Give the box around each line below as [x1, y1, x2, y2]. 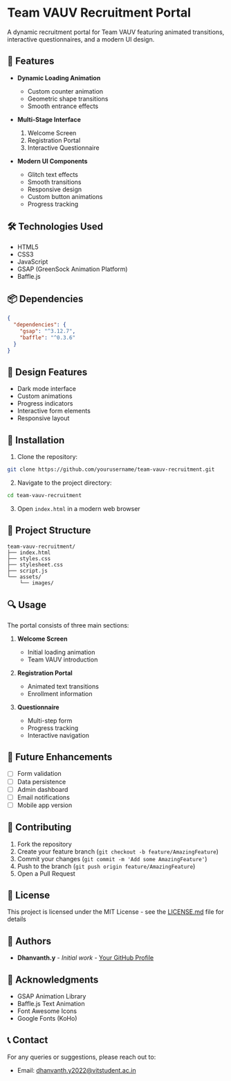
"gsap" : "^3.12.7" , [19, 328, 76, 335]
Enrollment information [27, 689, 93, 698]
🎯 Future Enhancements [7, 751, 113, 763]
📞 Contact [7, 1035, 48, 1046]
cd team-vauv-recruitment [7, 492, 82, 499]
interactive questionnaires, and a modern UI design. [7, 35, 155, 43]
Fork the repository [17, 840, 73, 848]
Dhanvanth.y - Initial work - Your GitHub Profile [17, 953, 154, 962]
